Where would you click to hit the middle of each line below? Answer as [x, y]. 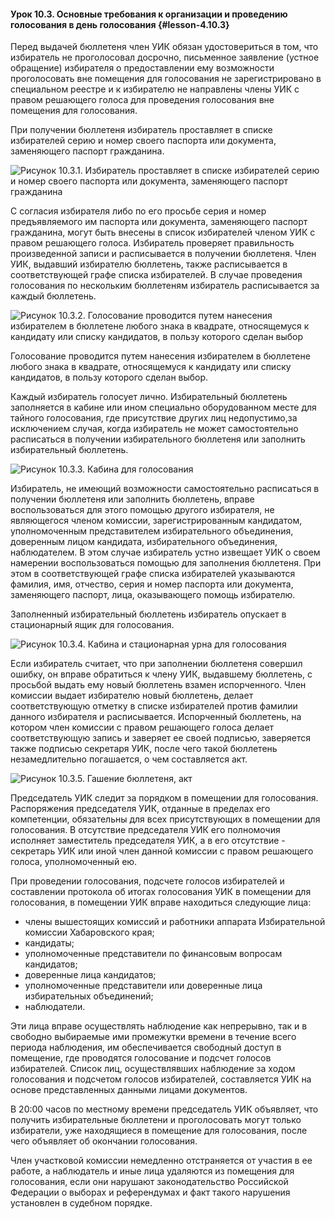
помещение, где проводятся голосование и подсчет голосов [141, 1058]
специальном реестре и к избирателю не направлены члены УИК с [155, 89]
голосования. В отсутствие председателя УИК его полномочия [145, 830]
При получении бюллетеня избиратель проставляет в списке [141, 130]
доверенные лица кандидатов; [90, 975]
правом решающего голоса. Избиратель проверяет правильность [152, 243]
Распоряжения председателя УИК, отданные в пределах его [140, 809]
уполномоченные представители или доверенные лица [143, 986]
